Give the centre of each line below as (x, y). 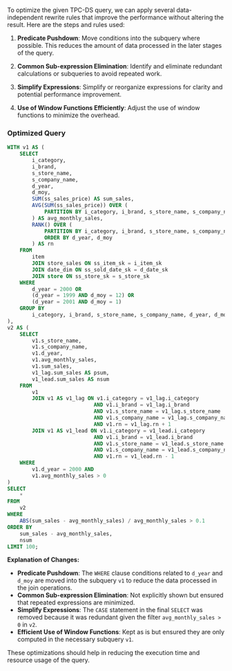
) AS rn (43, 244)
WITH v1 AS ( (26, 147)
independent (25, 17)
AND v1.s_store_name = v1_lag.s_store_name (157, 411)
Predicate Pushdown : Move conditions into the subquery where (108, 38)
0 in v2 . (27, 625)
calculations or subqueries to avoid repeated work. (89, 73)
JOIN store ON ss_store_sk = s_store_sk (91, 276)
